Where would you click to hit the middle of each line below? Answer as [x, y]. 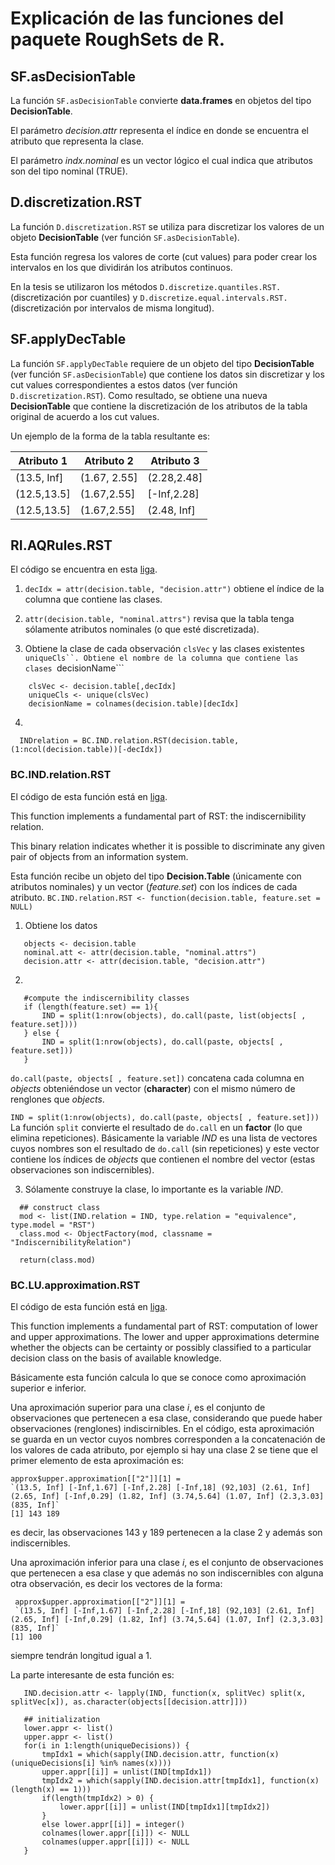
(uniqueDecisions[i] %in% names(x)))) [91, 1763]
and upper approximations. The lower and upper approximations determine [165, 1337]
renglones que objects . [57, 1099]
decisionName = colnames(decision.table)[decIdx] [134, 704]
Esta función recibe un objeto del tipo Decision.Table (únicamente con [156, 876]
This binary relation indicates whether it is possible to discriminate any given [167, 846]
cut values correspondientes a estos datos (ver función [124, 384]
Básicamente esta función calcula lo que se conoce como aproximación [158, 1378]
